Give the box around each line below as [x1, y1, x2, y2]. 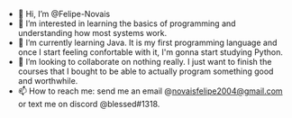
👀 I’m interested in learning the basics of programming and [17, 18, 236, 29]
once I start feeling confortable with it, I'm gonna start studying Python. [17, 47, 284, 58]
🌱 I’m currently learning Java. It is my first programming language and [17, 37, 278, 48]
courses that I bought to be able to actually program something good [17, 66, 274, 77]
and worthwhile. [17, 76, 78, 86]
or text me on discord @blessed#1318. [17, 99, 160, 109]
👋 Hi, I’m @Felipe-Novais [17, 9, 111, 19]
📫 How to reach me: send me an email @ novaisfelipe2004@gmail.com [17, 86, 283, 96]
